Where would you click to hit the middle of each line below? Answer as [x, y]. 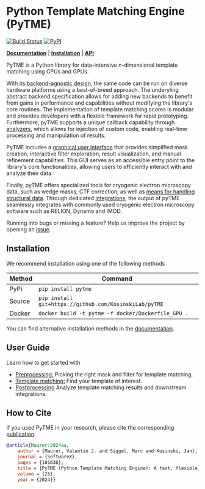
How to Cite [29, 413]
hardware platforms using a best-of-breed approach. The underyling [92, 89]
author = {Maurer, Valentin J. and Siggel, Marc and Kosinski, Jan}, [108, 451]
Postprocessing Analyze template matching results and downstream [101, 387]
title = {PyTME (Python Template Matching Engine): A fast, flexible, [109, 468]
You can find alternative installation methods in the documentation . [91, 328]
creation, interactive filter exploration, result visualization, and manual [94, 154]
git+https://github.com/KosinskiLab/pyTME [101, 304]
